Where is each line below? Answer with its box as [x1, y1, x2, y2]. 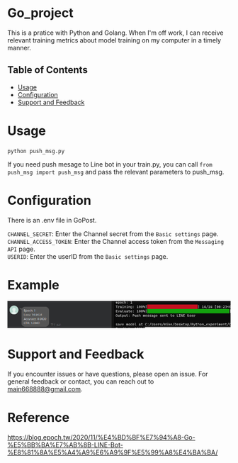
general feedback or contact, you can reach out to [7, 377, 154, 386]
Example [7, 277, 59, 293]
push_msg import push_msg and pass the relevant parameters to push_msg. [7, 167, 225, 176]
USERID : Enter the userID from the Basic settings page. [7, 252, 169, 260]
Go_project [7, 5, 74, 21]
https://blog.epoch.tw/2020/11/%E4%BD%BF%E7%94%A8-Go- [7, 433, 196, 442]
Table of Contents [7, 64, 89, 76]
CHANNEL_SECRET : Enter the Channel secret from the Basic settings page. [7, 229, 219, 238]
